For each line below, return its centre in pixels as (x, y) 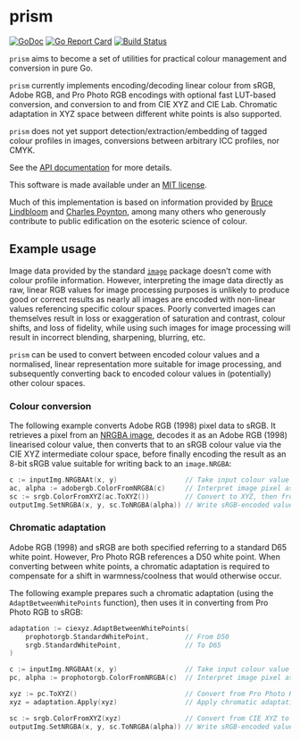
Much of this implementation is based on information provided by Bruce (141, 202)
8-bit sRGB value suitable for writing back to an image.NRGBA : (121, 464)
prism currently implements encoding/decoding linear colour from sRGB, (142, 85)
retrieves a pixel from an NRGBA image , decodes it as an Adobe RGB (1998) (149, 435)
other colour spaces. (47, 383)
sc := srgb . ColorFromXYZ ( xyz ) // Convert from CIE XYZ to (150, 718)
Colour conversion (50, 406)
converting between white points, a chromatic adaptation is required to (140, 566)
